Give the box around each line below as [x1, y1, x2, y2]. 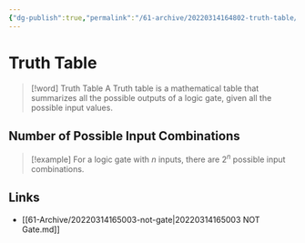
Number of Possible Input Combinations [8, 128, 240, 144]
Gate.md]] [21, 224, 60, 235]
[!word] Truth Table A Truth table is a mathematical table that [30, 83, 259, 94]
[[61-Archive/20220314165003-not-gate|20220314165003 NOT [21, 214, 260, 225]
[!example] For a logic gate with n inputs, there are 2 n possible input [30, 152, 286, 165]
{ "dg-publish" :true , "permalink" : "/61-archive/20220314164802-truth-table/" [8, 13, 302, 23]
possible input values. [30, 102, 113, 113]
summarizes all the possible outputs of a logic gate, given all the [30, 92, 272, 103]
